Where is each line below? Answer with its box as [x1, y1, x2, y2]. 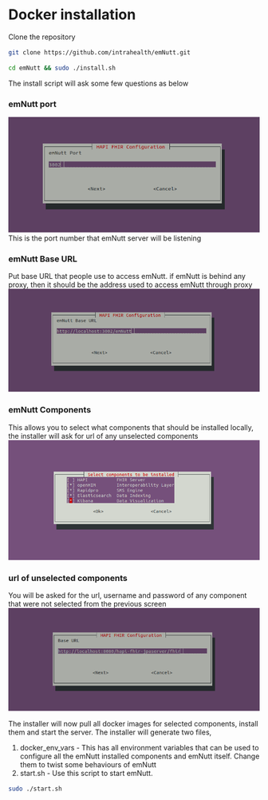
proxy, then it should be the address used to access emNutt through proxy [8, 280, 253, 289]
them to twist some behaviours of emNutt [19, 759, 157, 769]
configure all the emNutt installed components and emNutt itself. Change [19, 751, 260, 761]
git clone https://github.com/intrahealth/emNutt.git [8, 48, 191, 57]
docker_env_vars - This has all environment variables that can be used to [19, 742, 259, 752]
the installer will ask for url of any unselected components [8, 431, 199, 440]
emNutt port [8, 98, 57, 109]
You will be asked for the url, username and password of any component [8, 591, 247, 600]
